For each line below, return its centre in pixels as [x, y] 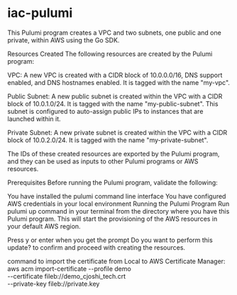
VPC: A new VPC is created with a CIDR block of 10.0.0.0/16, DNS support [115, 75]
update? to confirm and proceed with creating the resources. [97, 247]
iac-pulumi [40, 13]
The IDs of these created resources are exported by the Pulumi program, [114, 154]
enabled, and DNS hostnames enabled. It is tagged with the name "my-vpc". [119, 82]
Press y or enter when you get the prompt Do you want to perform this [110, 240]
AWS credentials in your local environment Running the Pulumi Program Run [118, 204]
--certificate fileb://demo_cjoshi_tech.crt [67, 276]
